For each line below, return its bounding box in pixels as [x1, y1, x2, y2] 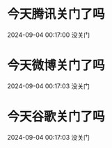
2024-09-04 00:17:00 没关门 [7, 31, 90, 39]
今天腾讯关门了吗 [7, 6, 106, 22]
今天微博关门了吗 [7, 58, 106, 74]
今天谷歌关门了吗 [7, 109, 106, 125]
